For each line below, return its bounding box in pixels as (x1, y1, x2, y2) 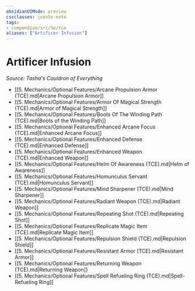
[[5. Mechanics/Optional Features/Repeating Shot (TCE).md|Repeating (14, 210, 184, 217)
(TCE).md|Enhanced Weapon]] (14, 154, 89, 161)
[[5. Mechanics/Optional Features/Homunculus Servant (14, 173, 148, 180)
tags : (6, 19, 19, 25)
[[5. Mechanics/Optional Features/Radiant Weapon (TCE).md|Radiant (14, 198, 180, 205)
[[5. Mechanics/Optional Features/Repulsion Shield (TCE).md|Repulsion (14, 235, 187, 243)
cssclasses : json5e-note (6, 14, 67, 20)
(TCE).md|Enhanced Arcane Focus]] (14, 130, 102, 137)
